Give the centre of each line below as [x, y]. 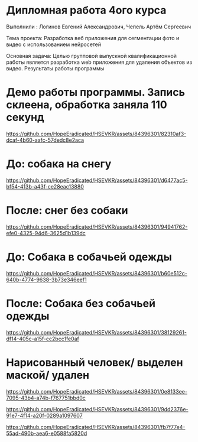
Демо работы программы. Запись [95, 92]
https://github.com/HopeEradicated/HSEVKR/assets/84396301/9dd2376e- [97, 409]
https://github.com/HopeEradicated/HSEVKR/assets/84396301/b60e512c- [97, 273]
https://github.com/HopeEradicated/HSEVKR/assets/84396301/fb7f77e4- [96, 427]
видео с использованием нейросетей [54, 44]
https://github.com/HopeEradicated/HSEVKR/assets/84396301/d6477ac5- [97, 180]
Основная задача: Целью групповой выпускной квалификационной [92, 56]
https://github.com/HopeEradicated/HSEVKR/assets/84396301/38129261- [97, 332]
